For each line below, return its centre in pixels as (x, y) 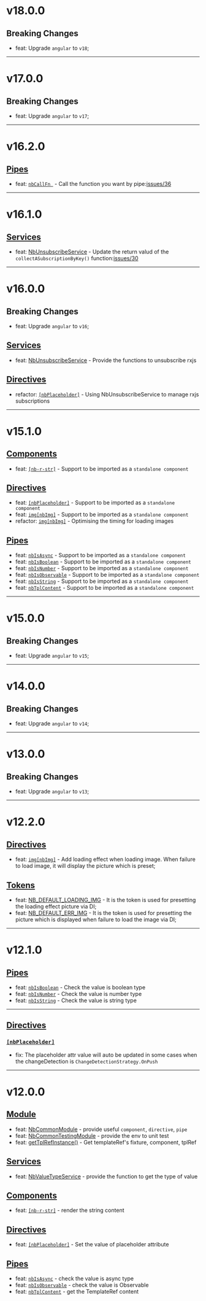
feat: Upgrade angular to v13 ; (52, 792)
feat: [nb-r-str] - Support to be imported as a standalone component (102, 469)
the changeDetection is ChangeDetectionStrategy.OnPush (86, 1061)
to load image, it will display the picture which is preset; (85, 866)
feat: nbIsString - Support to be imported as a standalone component (102, 581)
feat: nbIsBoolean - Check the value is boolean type (80, 987)
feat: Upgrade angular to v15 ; (52, 656)
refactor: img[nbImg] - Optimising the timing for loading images (94, 521)
